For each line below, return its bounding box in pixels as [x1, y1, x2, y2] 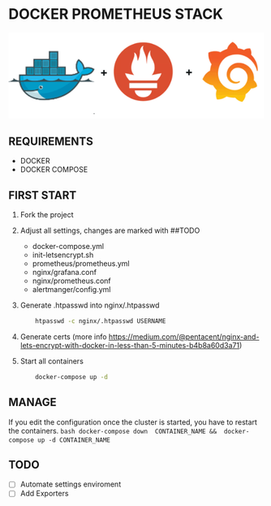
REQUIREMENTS [8, 134, 93, 148]
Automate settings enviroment [19, 479, 122, 489]
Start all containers [19, 356, 84, 366]
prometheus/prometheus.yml [32, 258, 130, 268]
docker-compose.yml [32, 241, 104, 251]
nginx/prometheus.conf [32, 276, 111, 286]
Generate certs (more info [19, 331, 107, 342]
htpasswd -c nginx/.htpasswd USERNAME [35, 316, 166, 325]
